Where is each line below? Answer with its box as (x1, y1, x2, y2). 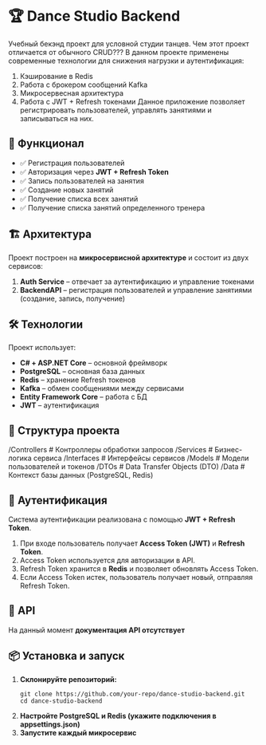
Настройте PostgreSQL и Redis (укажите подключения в (19, 711, 217, 720)
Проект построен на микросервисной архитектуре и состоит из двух (8, 253, 249, 262)
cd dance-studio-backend (19, 696, 103, 705)
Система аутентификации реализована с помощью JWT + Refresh (8, 514, 236, 524)
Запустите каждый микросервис (19, 727, 137, 737)
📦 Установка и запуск (8, 649, 125, 663)
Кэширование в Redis (19, 71, 93, 81)
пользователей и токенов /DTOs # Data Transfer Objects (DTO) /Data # (8, 462, 245, 471)
